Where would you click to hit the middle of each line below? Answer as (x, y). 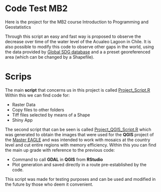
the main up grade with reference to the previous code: (60, 150)
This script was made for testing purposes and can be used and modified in (80, 179)
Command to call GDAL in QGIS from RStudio (57, 159)
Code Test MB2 (36, 8)
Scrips (18, 77)
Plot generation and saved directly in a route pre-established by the (79, 164)
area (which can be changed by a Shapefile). (50, 57)
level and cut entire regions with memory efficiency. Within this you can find (80, 145)
